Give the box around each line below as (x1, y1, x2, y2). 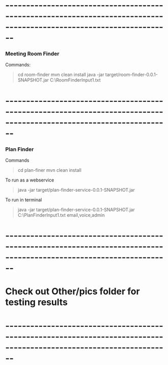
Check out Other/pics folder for (5, 285, 140, 297)
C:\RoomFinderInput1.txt (50, 77, 101, 83)
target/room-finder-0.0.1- (105, 71, 158, 78)
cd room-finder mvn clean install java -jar (17, 71, 105, 78)
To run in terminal (5, 196, 42, 203)
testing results (5, 297, 68, 308)
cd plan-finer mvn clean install (17, 167, 82, 173)
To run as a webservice (5, 177, 54, 183)
